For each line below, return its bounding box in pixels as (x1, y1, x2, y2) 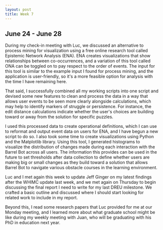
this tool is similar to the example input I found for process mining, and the (5, 69, 154, 74)
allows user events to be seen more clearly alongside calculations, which (5, 98, 152, 105)
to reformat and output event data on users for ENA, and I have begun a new (5, 128, 159, 134)
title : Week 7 (5, 12, 34, 17)
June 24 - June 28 (5, 30, 62, 38)
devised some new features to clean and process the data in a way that (5, 93, 148, 99)
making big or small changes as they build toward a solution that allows (5, 159, 148, 165)
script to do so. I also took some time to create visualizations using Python (5, 134, 154, 140)
